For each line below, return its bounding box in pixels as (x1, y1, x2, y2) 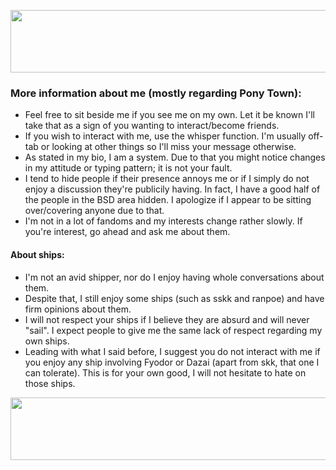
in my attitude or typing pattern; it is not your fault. (24, 162, 233, 174)
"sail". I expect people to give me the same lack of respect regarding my (24, 324, 323, 336)
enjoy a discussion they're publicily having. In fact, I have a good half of (24, 183, 321, 195)
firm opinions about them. (24, 303, 132, 315)
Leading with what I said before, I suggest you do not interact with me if (24, 345, 321, 357)
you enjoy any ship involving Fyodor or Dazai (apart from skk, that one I (24, 356, 320, 368)
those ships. (24, 377, 76, 389)
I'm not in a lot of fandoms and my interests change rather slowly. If (24, 215, 303, 227)
